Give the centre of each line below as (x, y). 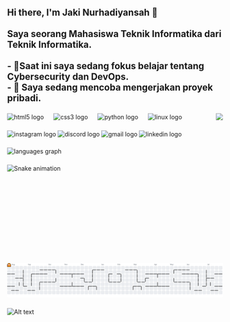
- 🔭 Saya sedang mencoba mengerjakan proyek (110, 87)
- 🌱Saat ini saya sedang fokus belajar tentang (106, 66)
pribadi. (24, 98)
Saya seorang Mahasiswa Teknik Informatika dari (114, 34)
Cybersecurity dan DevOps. (68, 77)
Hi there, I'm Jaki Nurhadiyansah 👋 (82, 13)
